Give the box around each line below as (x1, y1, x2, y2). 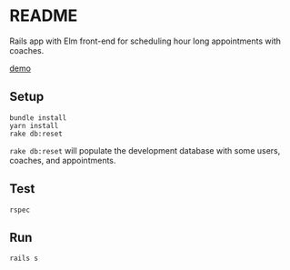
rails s (9, 254, 39, 264)
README (9, 5, 78, 26)
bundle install (9, 113, 67, 123)
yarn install (9, 121, 59, 130)
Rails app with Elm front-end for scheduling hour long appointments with (9, 35, 282, 46)
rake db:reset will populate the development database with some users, (9, 145, 281, 155)
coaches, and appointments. (9, 155, 116, 165)
